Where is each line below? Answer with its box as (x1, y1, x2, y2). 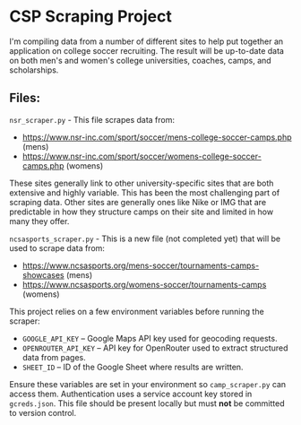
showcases (21, 269, 64, 280)
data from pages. (21, 351, 87, 362)
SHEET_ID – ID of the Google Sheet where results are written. (21, 361, 244, 372)
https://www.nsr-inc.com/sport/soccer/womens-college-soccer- (21, 151, 262, 161)
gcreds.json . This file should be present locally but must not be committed (9, 397, 285, 409)
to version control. (9, 407, 77, 418)
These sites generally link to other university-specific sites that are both (9, 178, 274, 188)
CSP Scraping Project (9, 6, 172, 27)
